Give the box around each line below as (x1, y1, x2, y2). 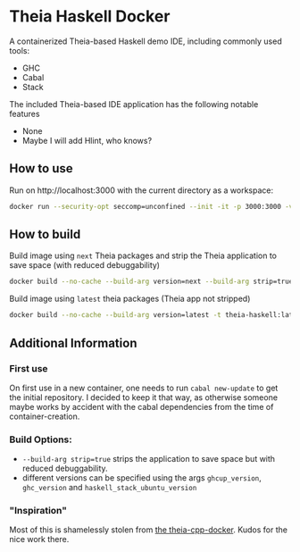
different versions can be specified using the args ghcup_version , (21, 473, 262, 483)
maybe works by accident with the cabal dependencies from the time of (9, 401, 274, 412)
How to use (9, 161, 73, 176)
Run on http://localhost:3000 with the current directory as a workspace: (9, 185, 274, 196)
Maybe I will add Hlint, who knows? (21, 135, 153, 146)
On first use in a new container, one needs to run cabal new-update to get (9, 382, 279, 393)
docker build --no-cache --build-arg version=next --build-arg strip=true (9, 277, 294, 287)
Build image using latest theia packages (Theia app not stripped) (9, 293, 251, 305)
